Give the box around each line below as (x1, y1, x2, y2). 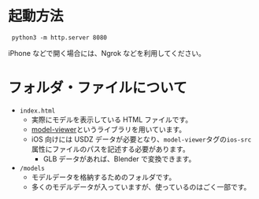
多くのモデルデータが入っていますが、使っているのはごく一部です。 (31, 182, 251, 191)
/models (19, 164, 45, 172)
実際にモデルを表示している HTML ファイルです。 (31, 115, 193, 124)
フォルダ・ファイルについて (8, 79, 187, 97)
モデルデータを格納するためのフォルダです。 (31, 172, 176, 182)
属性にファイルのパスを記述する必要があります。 (31, 144, 191, 153)
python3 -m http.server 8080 (11, 33, 108, 42)
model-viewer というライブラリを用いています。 (31, 124, 187, 134)
